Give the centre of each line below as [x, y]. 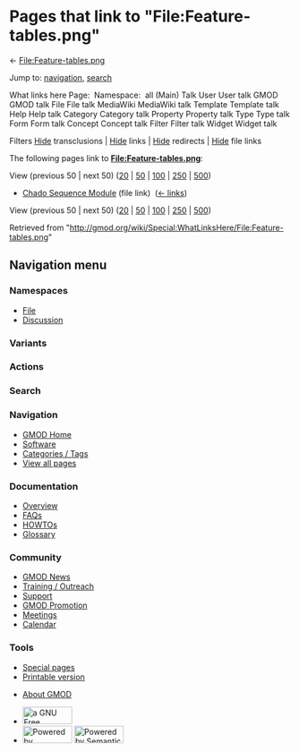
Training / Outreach [58, 586]
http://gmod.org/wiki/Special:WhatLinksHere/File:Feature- [176, 227]
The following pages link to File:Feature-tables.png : [106, 158]
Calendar [39, 625]
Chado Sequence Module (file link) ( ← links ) [105, 192]
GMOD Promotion [55, 605]
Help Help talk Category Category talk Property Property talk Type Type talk [149, 114]
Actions [27, 367]
